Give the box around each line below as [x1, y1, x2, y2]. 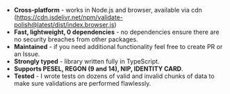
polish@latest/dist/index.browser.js [13, 21, 115, 28]
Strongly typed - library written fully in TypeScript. [13, 57, 160, 65]
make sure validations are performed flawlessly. [13, 79, 151, 87]
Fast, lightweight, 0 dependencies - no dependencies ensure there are [13, 28, 220, 36]
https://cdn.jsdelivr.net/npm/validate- [16, 13, 124, 21]
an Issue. [13, 50, 40, 58]
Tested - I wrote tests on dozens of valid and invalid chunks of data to [13, 72, 215, 80]
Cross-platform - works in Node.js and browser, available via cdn [13, 6, 203, 14]
